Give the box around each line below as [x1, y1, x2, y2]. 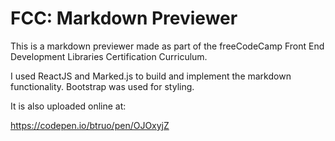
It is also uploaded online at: [10, 100, 127, 112]
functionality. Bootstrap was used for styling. [10, 80, 195, 92]
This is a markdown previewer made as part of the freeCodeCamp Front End [10, 40, 325, 52]
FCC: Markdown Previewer [10, 7, 238, 30]
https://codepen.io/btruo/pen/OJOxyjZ [10, 119, 170, 131]
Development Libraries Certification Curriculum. [10, 50, 208, 62]
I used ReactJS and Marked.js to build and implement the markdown [10, 70, 292, 82]
